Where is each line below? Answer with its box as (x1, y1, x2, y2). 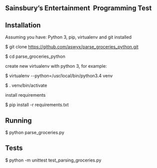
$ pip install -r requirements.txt (5, 102, 69, 108)
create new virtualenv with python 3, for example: (5, 63, 107, 69)
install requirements (5, 92, 46, 98)
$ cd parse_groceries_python (5, 53, 66, 59)
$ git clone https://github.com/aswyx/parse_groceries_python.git (5, 44, 139, 50)
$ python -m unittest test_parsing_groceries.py (5, 157, 102, 163)
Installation (5, 21, 41, 29)
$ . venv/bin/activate (5, 82, 47, 89)
